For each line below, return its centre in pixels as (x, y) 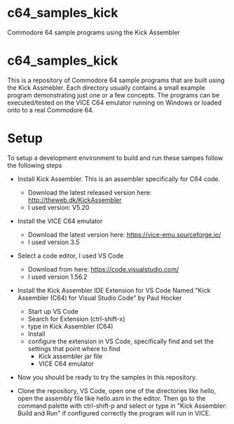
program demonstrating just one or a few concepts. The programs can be (113, 95)
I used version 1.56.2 (57, 277)
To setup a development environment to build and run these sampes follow (115, 158)
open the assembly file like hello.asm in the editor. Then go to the (111, 398)
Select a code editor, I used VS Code (70, 256)
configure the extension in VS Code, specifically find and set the (121, 341)
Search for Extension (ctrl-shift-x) (76, 319)
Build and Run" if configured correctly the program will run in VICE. (114, 413)
